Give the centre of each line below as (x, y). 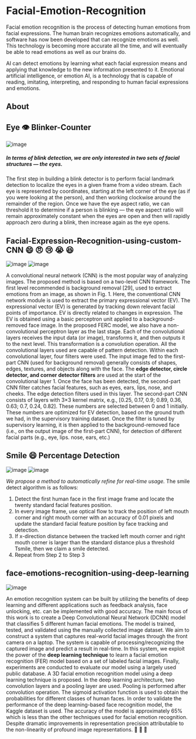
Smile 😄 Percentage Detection (63, 456)
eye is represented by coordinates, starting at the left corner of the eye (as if (98, 191)
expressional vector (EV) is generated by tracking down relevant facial (91, 307)
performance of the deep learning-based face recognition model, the (89, 704)
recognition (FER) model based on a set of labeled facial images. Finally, (93, 661)
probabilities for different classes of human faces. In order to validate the (94, 698)
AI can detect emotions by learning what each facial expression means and (97, 63)
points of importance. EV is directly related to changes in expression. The (94, 312)
